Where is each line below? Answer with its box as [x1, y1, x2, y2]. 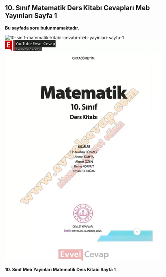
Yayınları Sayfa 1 [5, 12, 57, 20]
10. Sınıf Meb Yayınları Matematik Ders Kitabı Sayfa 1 [5, 266, 116, 272]
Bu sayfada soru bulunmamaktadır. [5, 25, 80, 31]
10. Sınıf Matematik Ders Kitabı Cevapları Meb [5, 4, 150, 12]
